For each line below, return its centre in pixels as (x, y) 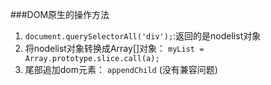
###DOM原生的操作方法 (60, 14)
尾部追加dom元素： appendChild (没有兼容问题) (121, 69)
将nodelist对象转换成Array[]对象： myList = (114, 48)
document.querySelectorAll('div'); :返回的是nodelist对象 (143, 36)
